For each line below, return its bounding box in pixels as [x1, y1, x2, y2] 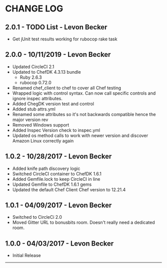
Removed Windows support [12, 122, 70, 128]
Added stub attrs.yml [12, 106, 56, 112]
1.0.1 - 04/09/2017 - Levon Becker [5, 201, 112, 210]
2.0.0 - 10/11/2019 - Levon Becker [5, 50, 111, 59]
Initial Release [12, 253, 41, 259]
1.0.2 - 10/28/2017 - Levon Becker [5, 152, 112, 161]
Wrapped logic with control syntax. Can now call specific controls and [12, 90, 156, 96]
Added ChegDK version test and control [12, 101, 94, 107]
